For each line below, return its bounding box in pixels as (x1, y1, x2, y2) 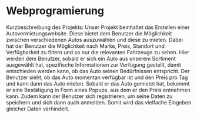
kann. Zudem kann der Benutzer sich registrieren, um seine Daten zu (6, 93, 173, 100)
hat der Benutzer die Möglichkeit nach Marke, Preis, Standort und (6, 42, 165, 50)
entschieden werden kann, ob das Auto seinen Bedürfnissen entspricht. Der (6, 67, 190, 74)
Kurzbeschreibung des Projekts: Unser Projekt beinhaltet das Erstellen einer (6, 24, 190, 31)
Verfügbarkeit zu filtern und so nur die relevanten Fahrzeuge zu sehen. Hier (6, 48, 189, 55)
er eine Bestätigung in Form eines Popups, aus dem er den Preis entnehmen (6, 86, 191, 93)
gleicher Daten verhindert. (6, 105, 69, 112)
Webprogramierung (6, 4, 105, 18)
